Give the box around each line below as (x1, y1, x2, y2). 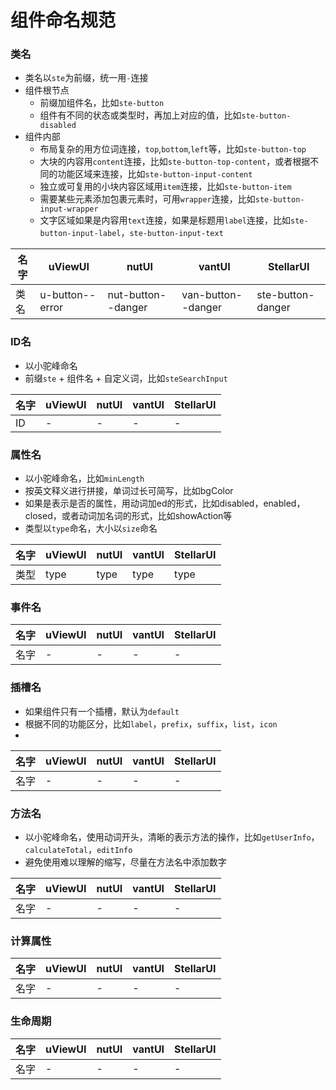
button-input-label (39, 229, 122, 239)
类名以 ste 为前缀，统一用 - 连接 (24, 72, 149, 84)
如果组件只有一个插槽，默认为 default (24, 705, 180, 717)
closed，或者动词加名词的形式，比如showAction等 (24, 510, 233, 522)
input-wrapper (39, 204, 99, 215)
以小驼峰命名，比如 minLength (24, 472, 145, 485)
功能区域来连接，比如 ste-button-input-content (57, 168, 253, 180)
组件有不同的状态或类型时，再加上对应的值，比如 (39, 109, 242, 121)
